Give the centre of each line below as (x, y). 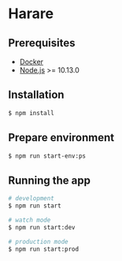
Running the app (49, 180)
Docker (31, 62)
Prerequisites (42, 43)
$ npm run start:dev (42, 227)
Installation (36, 95)
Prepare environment (61, 138)
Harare (31, 14)
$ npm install (31, 113)
